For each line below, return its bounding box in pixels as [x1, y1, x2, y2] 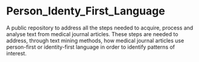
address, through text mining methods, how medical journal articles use [6, 37, 185, 44]
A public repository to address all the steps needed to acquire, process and [6, 24, 194, 31]
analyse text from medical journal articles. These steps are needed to [6, 30, 178, 37]
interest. [6, 49, 27, 57]
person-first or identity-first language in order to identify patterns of [6, 43, 175, 51]
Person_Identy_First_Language [6, 4, 165, 18]
